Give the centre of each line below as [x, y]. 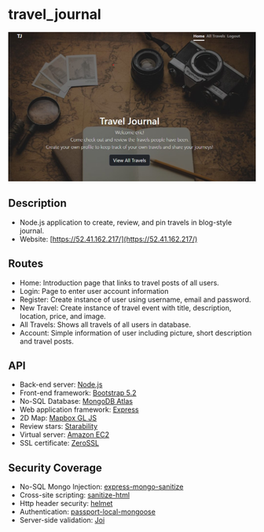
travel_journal [55, 15]
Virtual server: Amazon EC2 [64, 435]
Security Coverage [55, 468]
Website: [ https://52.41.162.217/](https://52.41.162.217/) [108, 239]
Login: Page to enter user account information [94, 291]
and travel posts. [47, 341]
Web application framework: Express [79, 409]
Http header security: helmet [66, 504]
